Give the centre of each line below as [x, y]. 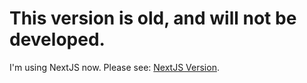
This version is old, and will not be [153, 18]
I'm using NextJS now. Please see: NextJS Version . [114, 67]
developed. [57, 39]
